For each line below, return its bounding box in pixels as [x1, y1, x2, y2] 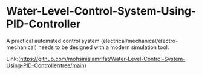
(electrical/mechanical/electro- [100, 37, 178, 44]
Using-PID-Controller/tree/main [6, 62, 85, 69]
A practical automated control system [6, 37, 100, 44]
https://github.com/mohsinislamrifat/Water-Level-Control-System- [20, 55, 186, 62]
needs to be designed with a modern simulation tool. [38, 44, 169, 51]
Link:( [6, 55, 21, 62]
